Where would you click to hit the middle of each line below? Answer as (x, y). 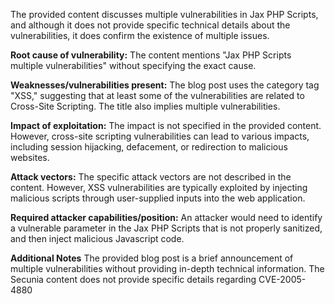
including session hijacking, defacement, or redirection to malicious (149, 147)
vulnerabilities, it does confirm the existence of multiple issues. (140, 35)
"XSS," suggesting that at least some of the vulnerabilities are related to (157, 95)
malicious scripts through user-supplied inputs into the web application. (158, 198)
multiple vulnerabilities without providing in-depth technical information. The (167, 268)
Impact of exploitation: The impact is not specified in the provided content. (166, 125)
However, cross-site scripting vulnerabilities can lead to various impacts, (160, 136)
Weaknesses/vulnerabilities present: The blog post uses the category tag (165, 85)
